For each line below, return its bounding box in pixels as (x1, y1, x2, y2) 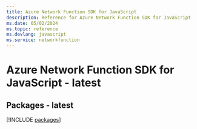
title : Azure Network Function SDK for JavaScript (6, 8, 137, 15)
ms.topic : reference (6, 25, 59, 32)
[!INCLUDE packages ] (6, 116, 61, 123)
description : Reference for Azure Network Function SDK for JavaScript (6, 15, 191, 21)
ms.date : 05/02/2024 (6, 20, 59, 26)
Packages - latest (6, 100, 74, 110)
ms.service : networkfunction (6, 37, 80, 43)
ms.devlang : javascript (6, 31, 67, 38)
